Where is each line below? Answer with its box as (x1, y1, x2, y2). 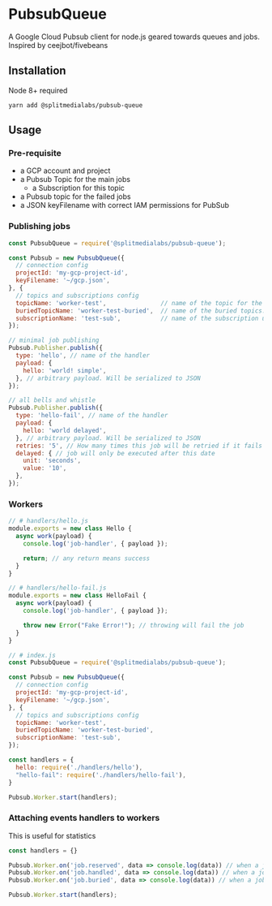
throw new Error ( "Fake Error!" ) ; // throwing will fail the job (23, 621, 244, 629)
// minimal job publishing (8, 336, 100, 345)
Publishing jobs (8, 221, 71, 232)
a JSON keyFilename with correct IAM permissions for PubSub (19, 201, 229, 210)
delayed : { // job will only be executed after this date (15, 449, 216, 457)
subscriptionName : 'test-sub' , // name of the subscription (15, 314, 259, 322)
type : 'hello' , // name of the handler (15, 352, 151, 360)
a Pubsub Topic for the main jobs (19, 175, 131, 184)
